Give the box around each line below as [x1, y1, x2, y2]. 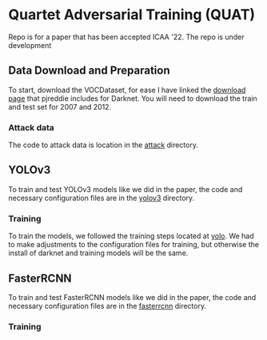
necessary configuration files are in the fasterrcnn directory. [8, 301, 206, 310]
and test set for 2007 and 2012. [8, 102, 112, 111]
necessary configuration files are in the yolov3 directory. [8, 193, 195, 202]
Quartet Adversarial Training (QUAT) [8, 6, 256, 24]
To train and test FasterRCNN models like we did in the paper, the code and [8, 292, 257, 302]
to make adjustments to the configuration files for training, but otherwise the [8, 240, 260, 250]
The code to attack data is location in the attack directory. [8, 140, 198, 150]
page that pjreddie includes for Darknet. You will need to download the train [8, 94, 257, 103]
